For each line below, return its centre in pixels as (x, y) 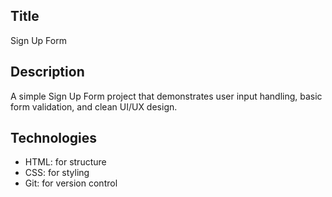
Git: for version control (71, 183)
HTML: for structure (65, 162)
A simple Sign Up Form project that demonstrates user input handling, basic (166, 96)
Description (47, 72)
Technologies (54, 138)
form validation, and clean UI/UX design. (94, 106)
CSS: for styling (57, 173)
